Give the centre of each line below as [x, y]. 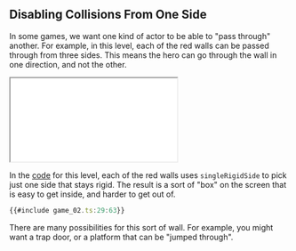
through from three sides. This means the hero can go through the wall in [143, 55]
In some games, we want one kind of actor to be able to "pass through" [140, 36]
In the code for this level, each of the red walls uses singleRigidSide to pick [148, 175]
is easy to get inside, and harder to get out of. [92, 194]
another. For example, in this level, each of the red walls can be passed [139, 45]
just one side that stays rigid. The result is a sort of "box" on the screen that [148, 184]
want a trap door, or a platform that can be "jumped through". [121, 237]
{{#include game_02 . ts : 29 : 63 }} [67, 210]
